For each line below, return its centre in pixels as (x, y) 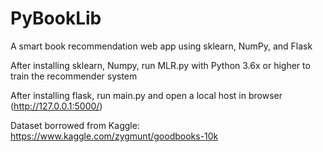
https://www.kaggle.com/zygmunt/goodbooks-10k (114, 136)
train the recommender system (74, 76)
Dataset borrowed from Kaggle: (75, 125)
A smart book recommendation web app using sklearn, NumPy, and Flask (161, 46)
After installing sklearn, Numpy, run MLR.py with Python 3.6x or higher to (160, 65)
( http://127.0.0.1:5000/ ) (56, 106)
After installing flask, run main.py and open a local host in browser (146, 95)
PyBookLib (56, 18)
